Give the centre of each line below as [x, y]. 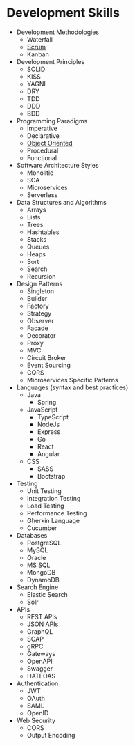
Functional [42, 157]
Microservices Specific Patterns [72, 380]
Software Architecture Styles [57, 165]
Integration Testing [54, 498]
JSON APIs [43, 624]
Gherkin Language [53, 520]
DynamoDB [43, 580]
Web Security [36, 720]
